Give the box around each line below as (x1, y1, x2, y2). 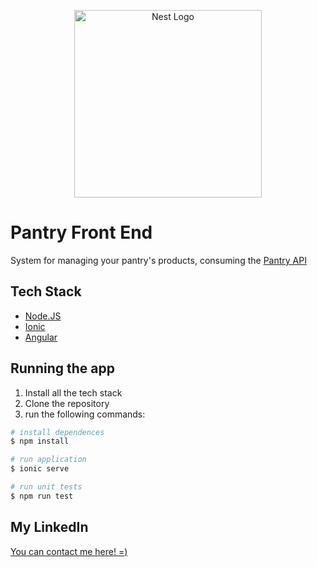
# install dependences (10, 427, 105, 437)
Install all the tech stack (24, 386, 123, 399)
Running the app (10, 360, 115, 377)
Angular (24, 331, 58, 343)
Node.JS (24, 310, 62, 322)
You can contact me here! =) (10, 545, 128, 557)
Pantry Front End (10, 221, 153, 244)
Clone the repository (24, 397, 110, 409)
